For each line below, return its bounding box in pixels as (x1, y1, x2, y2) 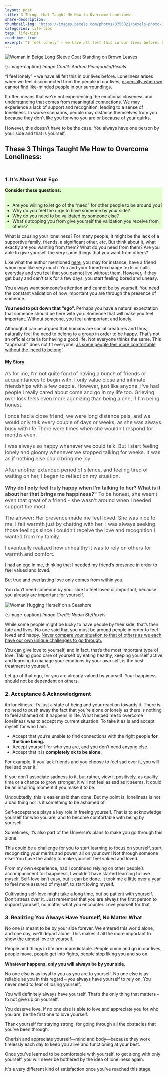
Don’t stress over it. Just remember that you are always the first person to (5, 896, 157, 902)
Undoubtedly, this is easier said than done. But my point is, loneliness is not (5, 794, 161, 800)
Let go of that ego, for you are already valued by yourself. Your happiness (5, 672, 157, 678)
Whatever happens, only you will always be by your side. (5, 961, 126, 967)
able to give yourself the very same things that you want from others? (5, 250, 148, 256)
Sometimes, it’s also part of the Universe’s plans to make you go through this (5, 829, 163, 835)
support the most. (5, 503, 47, 510)
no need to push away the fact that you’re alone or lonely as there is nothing (5, 707, 162, 713)
